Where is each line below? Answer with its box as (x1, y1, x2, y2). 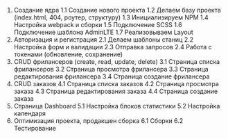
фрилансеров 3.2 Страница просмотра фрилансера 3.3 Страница (13, 65, 209, 73)
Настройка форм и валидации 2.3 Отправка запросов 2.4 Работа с (13, 43, 213, 51)
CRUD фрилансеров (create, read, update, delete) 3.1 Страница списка (13, 58, 220, 65)
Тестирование (13, 124, 57, 132)
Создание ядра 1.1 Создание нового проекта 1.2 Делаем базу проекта (13, 6, 222, 14)
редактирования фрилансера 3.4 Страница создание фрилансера (13, 72, 210, 81)
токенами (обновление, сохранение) (13, 50, 123, 58)
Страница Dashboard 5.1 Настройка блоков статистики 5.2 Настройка (13, 102, 220, 110)
